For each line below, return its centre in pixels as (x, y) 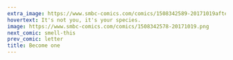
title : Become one (34, 46)
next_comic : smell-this (42, 33)
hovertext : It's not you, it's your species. (74, 20)
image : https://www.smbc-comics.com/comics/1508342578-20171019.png (108, 26)
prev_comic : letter (35, 39)
